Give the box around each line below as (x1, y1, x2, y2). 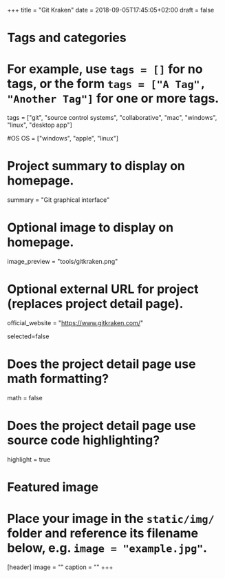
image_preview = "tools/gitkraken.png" (7, 258, 118, 265)
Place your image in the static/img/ (7, 511, 215, 526)
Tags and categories (7, 30, 127, 45)
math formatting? (7, 371, 109, 386)
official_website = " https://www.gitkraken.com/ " (7, 318, 143, 327)
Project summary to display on (7, 158, 186, 174)
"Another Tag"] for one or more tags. (7, 91, 219, 106)
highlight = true (7, 455, 51, 464)
